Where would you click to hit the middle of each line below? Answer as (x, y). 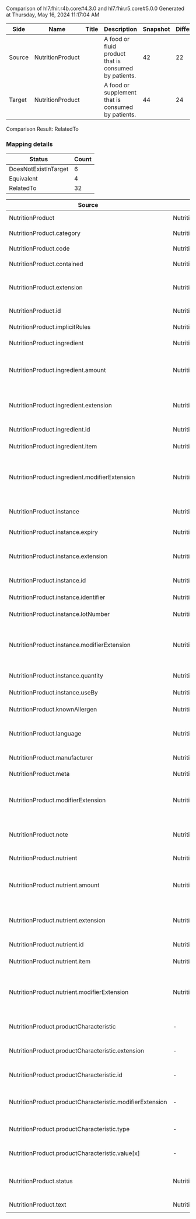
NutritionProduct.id (35, 311)
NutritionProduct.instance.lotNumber (60, 614)
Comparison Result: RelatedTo (42, 129)
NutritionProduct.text (38, 1205)
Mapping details (29, 144)
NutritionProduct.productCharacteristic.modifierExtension (88, 1102)
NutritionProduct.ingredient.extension (60, 406)
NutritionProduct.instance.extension (58, 556)
